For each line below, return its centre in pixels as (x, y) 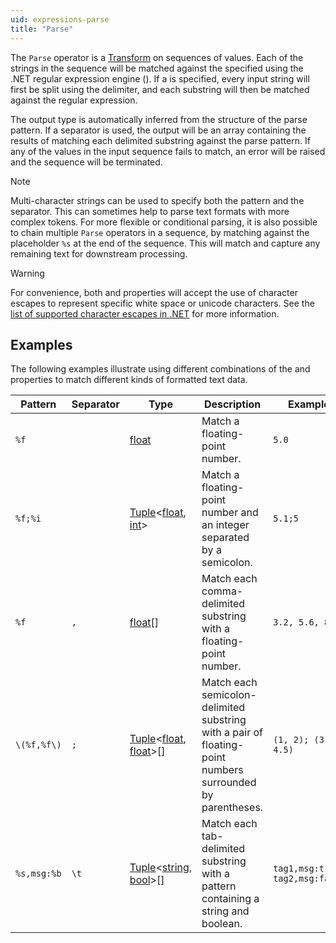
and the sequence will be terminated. (86, 162)
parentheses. (232, 808)
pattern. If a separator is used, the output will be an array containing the (158, 130)
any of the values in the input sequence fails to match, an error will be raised (168, 151)
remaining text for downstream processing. (99, 253)
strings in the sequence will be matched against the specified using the (157, 68)
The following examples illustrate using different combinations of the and (160, 369)
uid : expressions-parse (60, 19)
